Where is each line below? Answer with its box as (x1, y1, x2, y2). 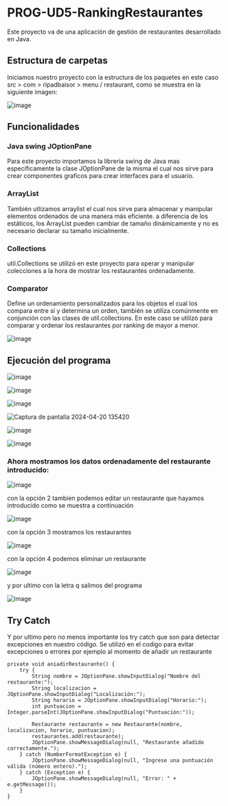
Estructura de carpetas (7, 55, 109, 67)
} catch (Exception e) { (19, 769, 91, 776)
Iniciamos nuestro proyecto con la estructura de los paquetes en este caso (7, 73, 218, 81)
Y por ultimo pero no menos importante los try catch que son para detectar (7, 633, 220, 641)
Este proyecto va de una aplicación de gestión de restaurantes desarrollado (7, 28, 221, 36)
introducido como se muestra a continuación (7, 501, 134, 510)
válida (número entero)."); (7, 763, 88, 770)
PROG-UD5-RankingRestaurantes (7, 5, 203, 21)
